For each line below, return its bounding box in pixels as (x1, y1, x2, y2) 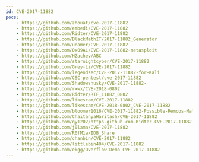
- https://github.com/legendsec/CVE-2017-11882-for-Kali (16, 69, 160, 75)
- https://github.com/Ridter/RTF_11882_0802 (16, 91, 128, 97)
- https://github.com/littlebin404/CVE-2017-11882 (16, 141, 144, 147)
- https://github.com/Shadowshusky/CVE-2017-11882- (16, 81, 147, 87)
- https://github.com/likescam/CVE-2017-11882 (16, 97, 134, 103)
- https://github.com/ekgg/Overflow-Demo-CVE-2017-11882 (16, 147, 160, 153)
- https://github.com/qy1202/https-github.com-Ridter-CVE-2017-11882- (16, 119, 195, 125)
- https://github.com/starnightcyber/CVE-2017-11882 (16, 58, 150, 64)
